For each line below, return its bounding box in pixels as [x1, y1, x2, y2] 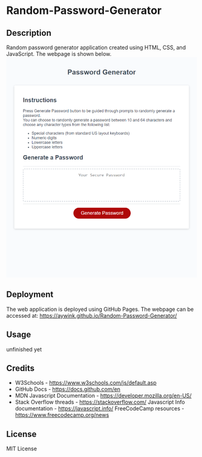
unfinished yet [6, 345, 42, 353]
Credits [6, 363, 35, 373]
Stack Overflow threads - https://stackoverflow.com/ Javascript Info [15, 398, 186, 406]
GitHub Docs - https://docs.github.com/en [15, 385, 121, 393]
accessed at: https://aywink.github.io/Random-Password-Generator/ [6, 312, 177, 319]
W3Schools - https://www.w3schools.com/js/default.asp [15, 379, 157, 387]
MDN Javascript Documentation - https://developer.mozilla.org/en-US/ [15, 392, 192, 399]
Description [6, 28, 51, 38]
